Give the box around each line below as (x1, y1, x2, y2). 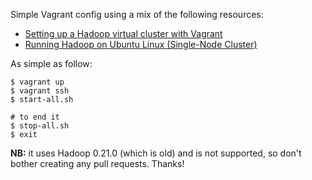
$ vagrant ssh (10, 86, 70, 96)
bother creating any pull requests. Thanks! (10, 158, 185, 169)
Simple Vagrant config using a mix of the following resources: (10, 9, 264, 20)
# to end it (10, 112, 60, 122)
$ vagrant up (10, 77, 65, 87)
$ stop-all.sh (10, 121, 70, 131)
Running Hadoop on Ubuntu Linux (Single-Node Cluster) (24, 39, 258, 50)
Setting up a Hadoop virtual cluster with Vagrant (24, 28, 223, 39)
